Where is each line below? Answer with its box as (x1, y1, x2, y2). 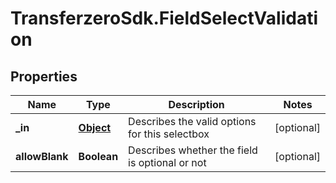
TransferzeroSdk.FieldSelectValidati (10, 7, 318, 30)
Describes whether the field (128, 143, 258, 157)
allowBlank (15, 150, 69, 163)
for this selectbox (128, 127, 210, 141)
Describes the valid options (128, 115, 257, 128)
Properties (10, 68, 78, 85)
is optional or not (128, 156, 207, 169)
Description (168, 98, 225, 111)
